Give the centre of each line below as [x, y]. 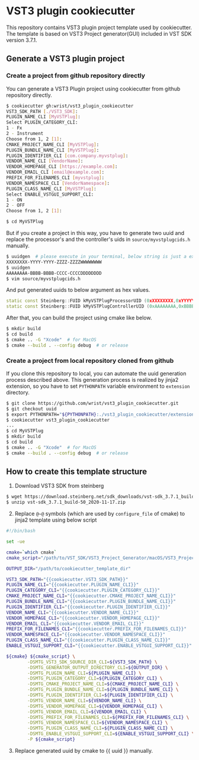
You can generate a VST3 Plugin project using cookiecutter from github [93, 89]
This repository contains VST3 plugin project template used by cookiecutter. [99, 27]
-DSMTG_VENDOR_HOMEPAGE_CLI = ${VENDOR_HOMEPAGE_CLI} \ [95, 706]
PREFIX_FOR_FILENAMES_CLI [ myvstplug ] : [55, 178]
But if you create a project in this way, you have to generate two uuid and [95, 233]
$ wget [14, 497]
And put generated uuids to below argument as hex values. [78, 290]
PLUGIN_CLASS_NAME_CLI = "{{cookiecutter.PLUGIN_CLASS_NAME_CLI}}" [88, 640]
